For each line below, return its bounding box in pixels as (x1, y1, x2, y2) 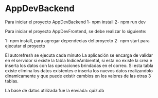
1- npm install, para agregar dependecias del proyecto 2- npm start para (5, 37, 150, 44)
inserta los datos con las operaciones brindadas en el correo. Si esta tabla (5, 63, 154, 68)
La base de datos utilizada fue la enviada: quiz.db (5, 87, 105, 93)
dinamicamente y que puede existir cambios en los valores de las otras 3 (5, 73, 151, 79)
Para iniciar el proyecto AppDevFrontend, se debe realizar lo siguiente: (5, 28, 147, 34)
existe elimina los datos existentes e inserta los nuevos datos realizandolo (5, 67, 153, 73)
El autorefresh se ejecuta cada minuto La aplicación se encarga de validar (5, 52, 153, 58)
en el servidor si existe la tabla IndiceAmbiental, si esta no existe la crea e (5, 57, 152, 63)
